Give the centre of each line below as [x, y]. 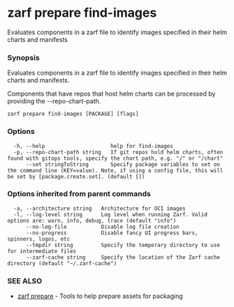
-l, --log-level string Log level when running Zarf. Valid [111, 214]
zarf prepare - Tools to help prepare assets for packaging [100, 296]
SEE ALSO [25, 280]
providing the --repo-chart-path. [54, 101]
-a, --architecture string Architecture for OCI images [100, 208]
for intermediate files [42, 251]
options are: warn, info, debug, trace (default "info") [92, 220]
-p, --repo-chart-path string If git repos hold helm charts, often [118, 152]
